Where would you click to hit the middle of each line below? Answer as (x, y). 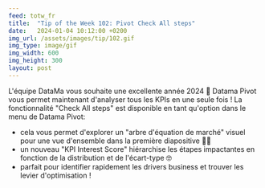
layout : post (30, 68)
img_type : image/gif (43, 46)
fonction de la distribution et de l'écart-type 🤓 (96, 157)
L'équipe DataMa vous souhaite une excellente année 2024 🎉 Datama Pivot (132, 91)
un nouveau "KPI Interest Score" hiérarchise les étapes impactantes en (137, 149)
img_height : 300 (35, 61)
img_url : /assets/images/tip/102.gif (71, 38)
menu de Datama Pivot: (47, 116)
